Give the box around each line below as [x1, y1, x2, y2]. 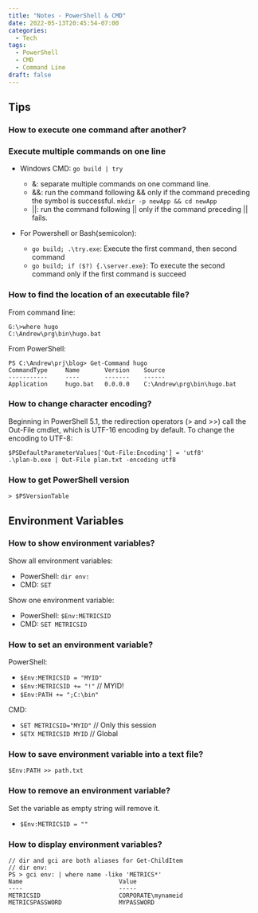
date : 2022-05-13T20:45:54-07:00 [8, 19, 119, 27]
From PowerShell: [8, 343, 66, 353]
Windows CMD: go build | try [19, 164, 123, 174]
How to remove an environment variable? [8, 786, 171, 797]
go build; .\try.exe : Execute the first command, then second [31, 244, 237, 253]
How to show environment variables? [8, 538, 155, 549]
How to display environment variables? [8, 838, 162, 849]
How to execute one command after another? [8, 124, 187, 135]
